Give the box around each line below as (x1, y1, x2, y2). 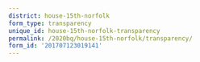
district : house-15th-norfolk (8, 11, 110, 20)
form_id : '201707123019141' (8, 42, 103, 50)
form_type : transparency (8, 19, 92, 27)
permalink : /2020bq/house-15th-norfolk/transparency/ (8, 34, 194, 43)
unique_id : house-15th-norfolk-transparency (8, 27, 160, 35)
